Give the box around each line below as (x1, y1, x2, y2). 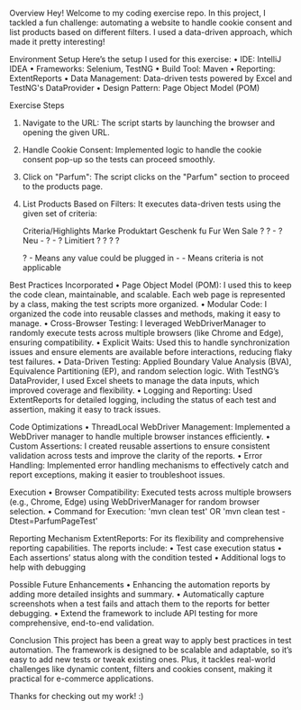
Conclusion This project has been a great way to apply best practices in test (9, 635, 292, 645)
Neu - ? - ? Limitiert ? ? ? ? (22, 235, 120, 246)
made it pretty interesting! (9, 36, 105, 47)
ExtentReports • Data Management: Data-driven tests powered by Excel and (9, 73, 293, 84)
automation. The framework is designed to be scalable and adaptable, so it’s (9, 644, 293, 655)
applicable (22, 262, 61, 273)
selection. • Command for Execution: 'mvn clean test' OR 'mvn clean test (9, 506, 280, 516)
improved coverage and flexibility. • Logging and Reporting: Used (9, 385, 253, 396)
